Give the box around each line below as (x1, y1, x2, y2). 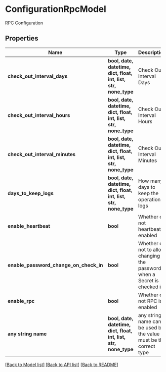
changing (138, 252, 161, 259)
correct (138, 343, 156, 350)
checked (138, 283, 159, 290)
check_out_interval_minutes (7, 151, 76, 158)
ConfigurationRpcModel (5, 3, 106, 15)
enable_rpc (7, 297, 35, 304)
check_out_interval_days (7, 73, 68, 80)
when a (138, 271, 156, 278)
